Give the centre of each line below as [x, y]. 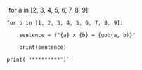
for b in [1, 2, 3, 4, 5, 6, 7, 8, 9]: [65, 23]
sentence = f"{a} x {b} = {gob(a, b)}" [78, 35]
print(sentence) [43, 48]
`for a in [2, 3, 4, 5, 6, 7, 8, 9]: [49, 10]
